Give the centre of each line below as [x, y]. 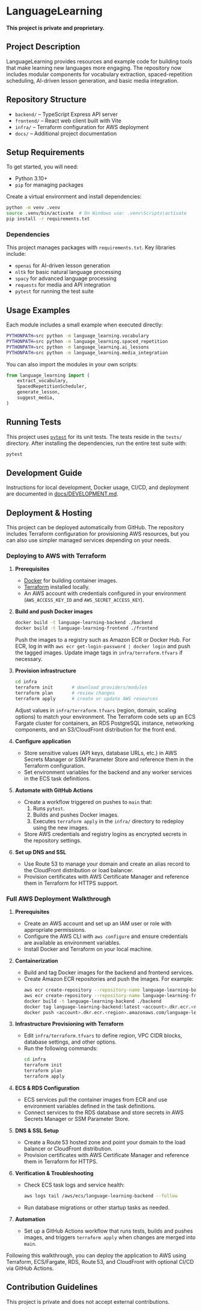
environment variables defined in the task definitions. [90, 1106]
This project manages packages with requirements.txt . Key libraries [91, 247]
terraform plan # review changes [65, 693]
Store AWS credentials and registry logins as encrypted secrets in [106, 834]
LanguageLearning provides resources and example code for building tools [99, 61]
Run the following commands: [61, 1048]
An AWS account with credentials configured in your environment [105, 593]
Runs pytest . [49, 808]
